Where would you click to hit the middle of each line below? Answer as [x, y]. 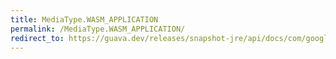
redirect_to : [37, 38]
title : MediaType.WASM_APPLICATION [84, 19]
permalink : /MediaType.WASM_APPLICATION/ [98, 29]
